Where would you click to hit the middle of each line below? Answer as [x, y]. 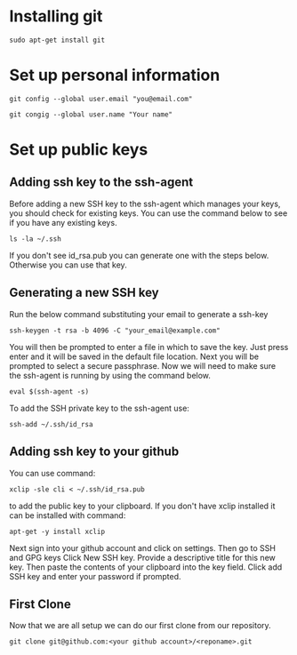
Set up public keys [79, 150]
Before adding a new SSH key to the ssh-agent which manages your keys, [145, 204]
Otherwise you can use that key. [68, 265]
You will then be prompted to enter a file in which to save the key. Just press [149, 347]
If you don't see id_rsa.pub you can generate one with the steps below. [139, 255]
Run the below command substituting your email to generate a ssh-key [139, 314]
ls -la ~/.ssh [36, 239]
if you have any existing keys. [63, 222]
